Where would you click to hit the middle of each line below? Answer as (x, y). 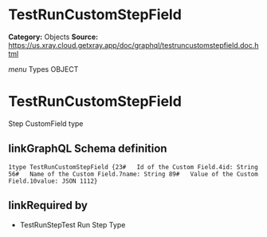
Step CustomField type (46, 123)
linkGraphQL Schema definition (88, 149)
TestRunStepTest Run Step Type (73, 224)
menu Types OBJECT (43, 69)
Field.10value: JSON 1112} (53, 181)
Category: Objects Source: (53, 37)
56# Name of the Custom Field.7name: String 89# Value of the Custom (133, 174)
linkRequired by (48, 205)
